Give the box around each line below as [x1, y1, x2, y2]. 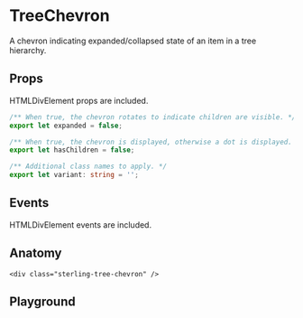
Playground [9, 295, 76, 310]
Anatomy [9, 246, 62, 261]
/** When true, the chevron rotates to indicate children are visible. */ [9, 112, 297, 122]
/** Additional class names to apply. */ [9, 162, 168, 172]
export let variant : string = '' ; [9, 171, 140, 180]
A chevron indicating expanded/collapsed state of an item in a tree [9, 35, 257, 46]
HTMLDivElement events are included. [9, 219, 151, 230]
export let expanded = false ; [9, 121, 124, 130]
